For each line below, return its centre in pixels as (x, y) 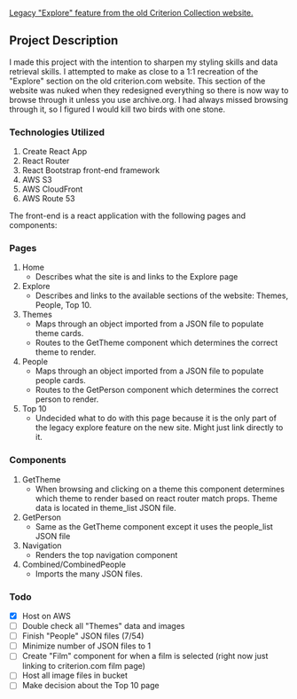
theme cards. (59, 334)
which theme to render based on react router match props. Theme (156, 498)
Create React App (55, 152)
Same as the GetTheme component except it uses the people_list (154, 526)
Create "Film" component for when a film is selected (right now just (145, 656)
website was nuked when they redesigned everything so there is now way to (149, 90)
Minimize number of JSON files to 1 (86, 646)
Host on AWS (46, 616)
